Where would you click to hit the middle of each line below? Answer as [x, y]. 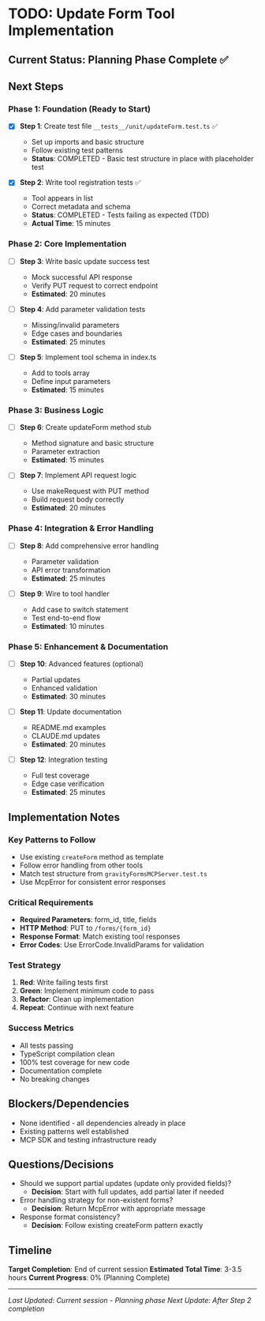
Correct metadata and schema [81, 207]
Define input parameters [71, 381]
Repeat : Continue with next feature [77, 1007]
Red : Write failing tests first [63, 982]
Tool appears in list [62, 198]
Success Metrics [41, 1028]
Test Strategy [35, 965]
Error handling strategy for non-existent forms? [96, 1200]
